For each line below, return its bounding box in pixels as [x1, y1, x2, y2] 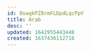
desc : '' [7, 22, 32, 29]
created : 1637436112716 [7, 35, 75, 42]
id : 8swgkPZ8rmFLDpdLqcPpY [7, 9, 84, 17]
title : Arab [7, 16, 41, 23]
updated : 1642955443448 [7, 28, 75, 36]
